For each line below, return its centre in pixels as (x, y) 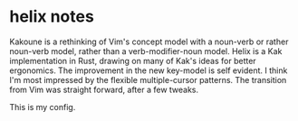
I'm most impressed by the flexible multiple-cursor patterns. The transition (148, 79)
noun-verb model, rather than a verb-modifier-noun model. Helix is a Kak (146, 51)
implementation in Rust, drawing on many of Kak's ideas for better (133, 60)
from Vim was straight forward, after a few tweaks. (104, 89)
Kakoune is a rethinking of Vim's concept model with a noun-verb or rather (149, 42)
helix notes (52, 17)
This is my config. (43, 107)
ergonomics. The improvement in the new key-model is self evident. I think (149, 70)
